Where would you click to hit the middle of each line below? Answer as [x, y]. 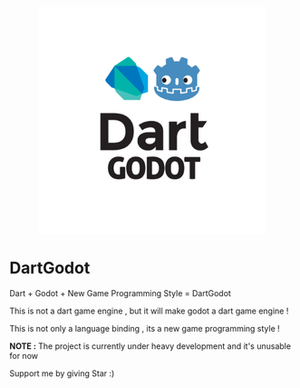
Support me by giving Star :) [62, 373]
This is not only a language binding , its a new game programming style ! [145, 328]
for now [24, 355]
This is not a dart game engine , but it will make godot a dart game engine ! [149, 311]
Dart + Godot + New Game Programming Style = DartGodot [120, 293]
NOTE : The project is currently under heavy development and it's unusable [150, 346]
